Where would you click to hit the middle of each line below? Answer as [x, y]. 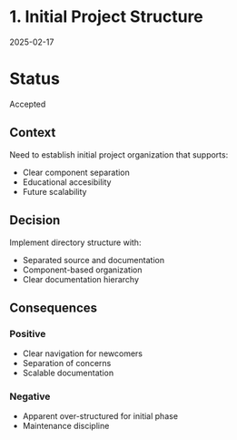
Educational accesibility [67, 182]
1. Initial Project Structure [107, 17]
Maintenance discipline [66, 426]
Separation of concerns [67, 363]
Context [33, 133]
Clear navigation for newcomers [83, 353]
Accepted [28, 104]
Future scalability [54, 191]
